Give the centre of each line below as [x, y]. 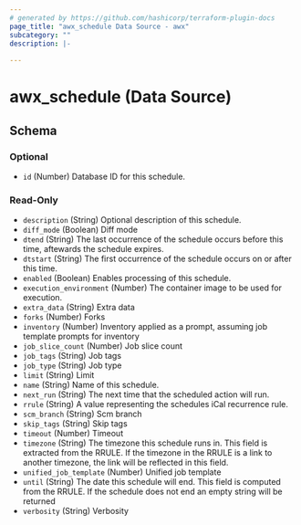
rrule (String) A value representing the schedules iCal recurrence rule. [156, 404]
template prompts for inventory [81, 336]
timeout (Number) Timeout [73, 434]
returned [39, 501]
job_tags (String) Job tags [72, 356]
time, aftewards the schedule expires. [93, 249]
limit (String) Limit [58, 375]
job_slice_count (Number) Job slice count [103, 346]
